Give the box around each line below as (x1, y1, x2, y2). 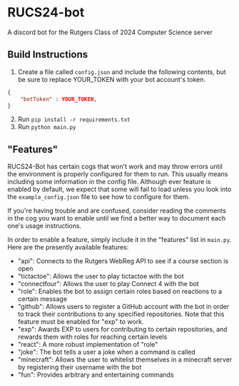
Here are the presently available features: (7, 243, 129, 252)
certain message (17, 295, 68, 303)
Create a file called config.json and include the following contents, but (17, 67, 226, 76)
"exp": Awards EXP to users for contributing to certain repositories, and (17, 325, 228, 334)
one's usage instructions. (7, 222, 82, 230)
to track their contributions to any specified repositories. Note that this (17, 310, 225, 318)
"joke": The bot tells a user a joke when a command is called (17, 347, 196, 357)
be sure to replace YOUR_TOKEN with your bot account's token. (17, 75, 205, 83)
